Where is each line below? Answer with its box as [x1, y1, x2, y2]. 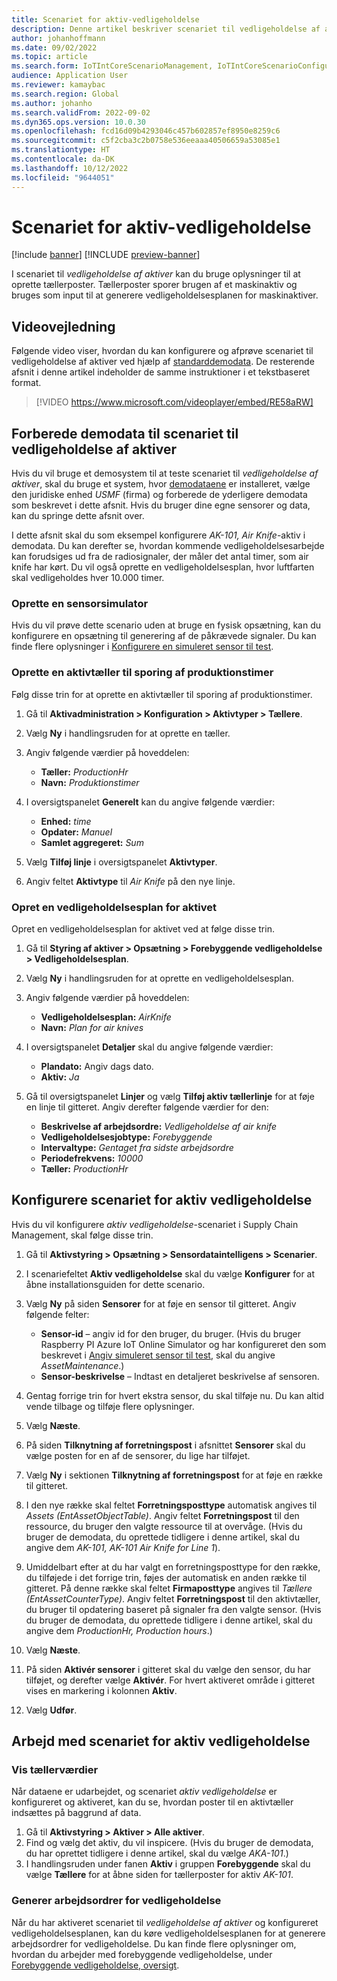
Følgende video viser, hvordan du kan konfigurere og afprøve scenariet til [11, 345, 314, 357]
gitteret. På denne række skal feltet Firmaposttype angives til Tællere [25, 1582, 313, 1594]
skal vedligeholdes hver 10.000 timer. [11, 572, 165, 584]
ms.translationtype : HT [11, 145, 111, 155]
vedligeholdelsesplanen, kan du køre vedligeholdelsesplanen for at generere [11, 1927, 326, 1939]
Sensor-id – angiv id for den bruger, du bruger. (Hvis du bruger [40, 1327, 301, 1340]
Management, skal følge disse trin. [11, 1229, 154, 1241]
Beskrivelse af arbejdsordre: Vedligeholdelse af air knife [40, 1120, 277, 1132]
